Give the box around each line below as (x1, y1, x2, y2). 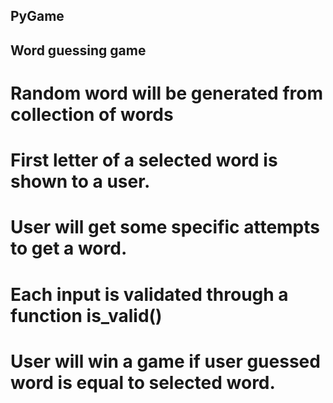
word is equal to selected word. (10, 371, 276, 394)
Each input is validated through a (10, 283, 289, 306)
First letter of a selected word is (10, 149, 278, 172)
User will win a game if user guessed (10, 350, 321, 373)
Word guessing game (10, 42, 147, 59)
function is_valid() (10, 304, 163, 327)
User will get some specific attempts (10, 216, 321, 239)
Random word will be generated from (10, 82, 323, 104)
